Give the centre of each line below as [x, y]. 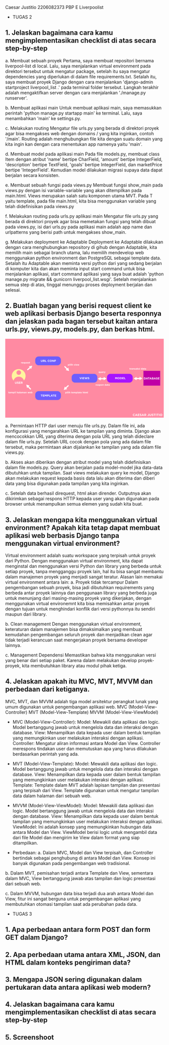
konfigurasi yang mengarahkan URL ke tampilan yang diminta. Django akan [83, 431]
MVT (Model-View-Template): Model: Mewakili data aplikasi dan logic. [85, 764]
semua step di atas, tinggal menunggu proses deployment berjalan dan [79, 284]
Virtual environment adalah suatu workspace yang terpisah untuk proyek [80, 555]
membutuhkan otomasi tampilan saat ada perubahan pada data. [71, 904]
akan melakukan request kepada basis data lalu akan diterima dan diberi [80, 478]
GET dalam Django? [36, 938]
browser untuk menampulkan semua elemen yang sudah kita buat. [74, 504]
